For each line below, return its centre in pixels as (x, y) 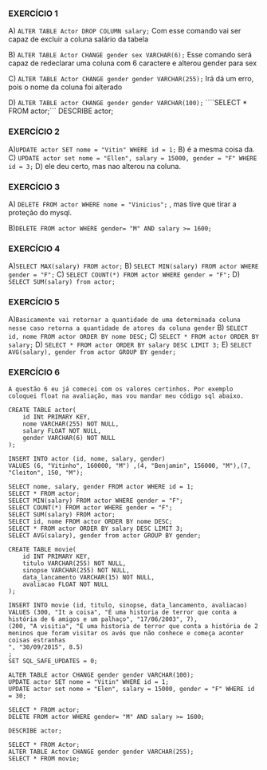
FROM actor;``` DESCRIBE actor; (61, 111)
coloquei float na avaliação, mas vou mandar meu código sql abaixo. (126, 396)
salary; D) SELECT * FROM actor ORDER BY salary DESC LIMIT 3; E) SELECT (130, 345)
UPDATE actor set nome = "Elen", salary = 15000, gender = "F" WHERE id (132, 689)
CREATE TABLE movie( (43, 549)
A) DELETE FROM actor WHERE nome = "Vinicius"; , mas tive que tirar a (122, 204)
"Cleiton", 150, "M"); (46, 473)
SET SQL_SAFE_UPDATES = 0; (53, 661)
